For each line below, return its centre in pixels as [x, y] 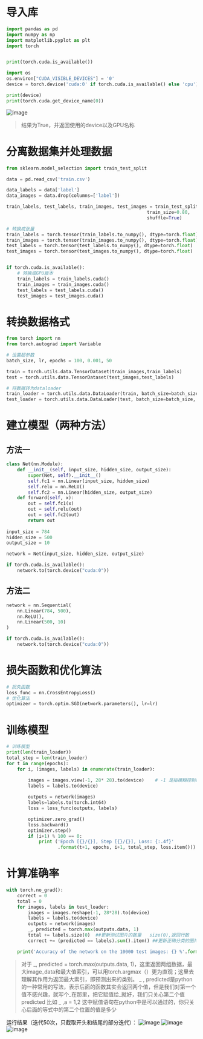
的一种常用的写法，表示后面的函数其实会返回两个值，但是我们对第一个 [108, 987]
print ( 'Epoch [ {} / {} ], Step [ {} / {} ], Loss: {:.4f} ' [106, 842]
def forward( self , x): [46, 498]
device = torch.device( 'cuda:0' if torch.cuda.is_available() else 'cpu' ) [102, 85]
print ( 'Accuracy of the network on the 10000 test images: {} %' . [102, 952]
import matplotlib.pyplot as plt [48, 40]
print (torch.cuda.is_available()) [50, 62]
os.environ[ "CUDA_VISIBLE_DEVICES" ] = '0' [60, 79]
